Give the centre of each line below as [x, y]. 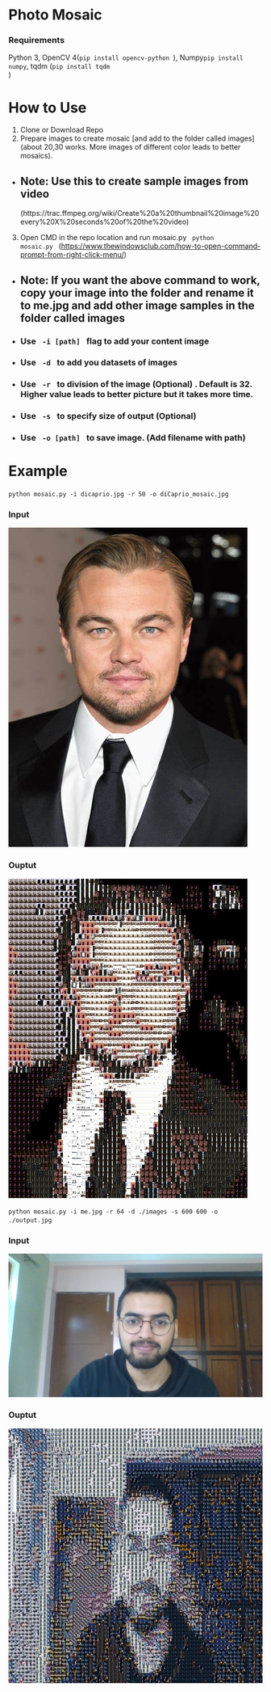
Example [38, 471]
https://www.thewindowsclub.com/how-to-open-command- [161, 246]
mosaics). [36, 156]
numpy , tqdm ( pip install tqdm [59, 66]
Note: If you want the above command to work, [140, 280]
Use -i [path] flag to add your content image [115, 341]
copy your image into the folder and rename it [137, 293]
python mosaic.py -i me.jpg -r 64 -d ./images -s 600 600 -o [113, 1211]
